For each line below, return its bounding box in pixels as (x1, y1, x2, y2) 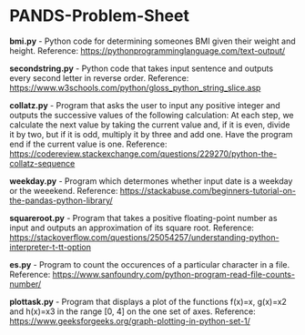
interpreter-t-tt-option (9, 241, 91, 252)
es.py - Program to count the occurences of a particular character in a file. (9, 259, 290, 269)
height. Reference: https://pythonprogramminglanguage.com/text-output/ (9, 45, 286, 56)
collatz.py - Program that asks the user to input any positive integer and (9, 99, 280, 110)
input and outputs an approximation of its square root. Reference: (9, 222, 255, 233)
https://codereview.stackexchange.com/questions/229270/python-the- (9, 147, 278, 159)
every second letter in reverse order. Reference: (9, 72, 189, 83)
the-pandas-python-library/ (9, 195, 113, 206)
